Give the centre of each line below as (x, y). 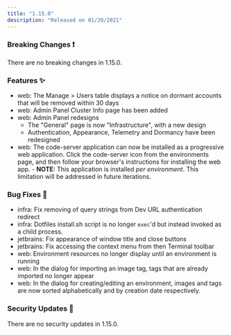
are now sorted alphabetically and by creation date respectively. (109, 291)
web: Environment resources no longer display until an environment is (117, 254)
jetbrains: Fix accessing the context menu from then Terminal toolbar (116, 246)
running (28, 261)
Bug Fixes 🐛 (27, 195)
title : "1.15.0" (31, 14)
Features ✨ (26, 80)
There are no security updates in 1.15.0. (63, 324)
